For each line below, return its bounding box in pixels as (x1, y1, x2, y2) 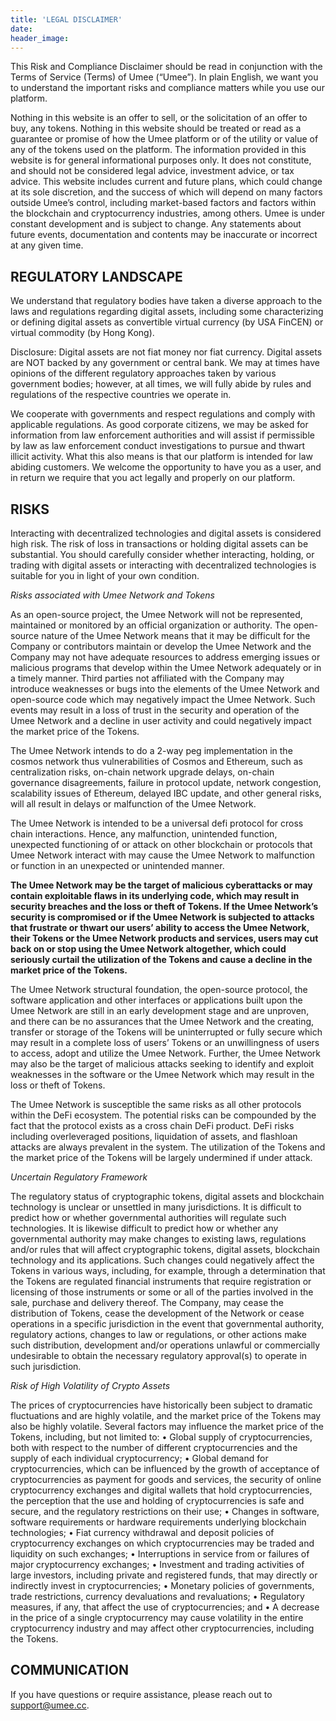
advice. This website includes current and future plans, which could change (10, 176, 323, 188)
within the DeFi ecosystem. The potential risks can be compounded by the (10, 1109, 317, 1121)
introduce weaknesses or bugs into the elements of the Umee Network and (10, 683, 320, 695)
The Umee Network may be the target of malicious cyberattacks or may (10, 879, 313, 891)
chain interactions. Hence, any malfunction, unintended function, (10, 828, 278, 840)
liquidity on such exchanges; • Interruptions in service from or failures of (10, 1548, 310, 1560)
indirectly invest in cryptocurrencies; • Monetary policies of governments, (10, 1580, 315, 1591)
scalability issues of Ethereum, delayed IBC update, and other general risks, (10, 787, 322, 799)
